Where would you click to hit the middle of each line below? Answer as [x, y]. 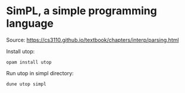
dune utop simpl [26, 84]
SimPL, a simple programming [82, 11]
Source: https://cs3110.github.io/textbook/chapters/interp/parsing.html [93, 40]
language [30, 23]
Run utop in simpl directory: [40, 73]
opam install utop [29, 62]
